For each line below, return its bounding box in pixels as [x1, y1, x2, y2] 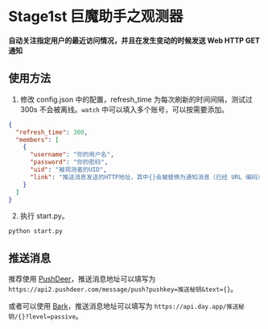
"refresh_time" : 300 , [15, 128, 89, 136]
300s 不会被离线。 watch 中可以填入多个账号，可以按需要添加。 [19, 104, 229, 114]
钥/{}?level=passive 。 [8, 311, 83, 321]
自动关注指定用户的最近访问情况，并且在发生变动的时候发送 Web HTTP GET [8, 35, 260, 45]
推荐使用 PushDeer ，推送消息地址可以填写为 [8, 274, 156, 284]
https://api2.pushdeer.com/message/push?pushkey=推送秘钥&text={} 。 [8, 284, 238, 294]
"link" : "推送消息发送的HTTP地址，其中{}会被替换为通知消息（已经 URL [29, 173, 243, 181]
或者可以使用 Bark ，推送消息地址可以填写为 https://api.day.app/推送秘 [8, 302, 245, 311]
